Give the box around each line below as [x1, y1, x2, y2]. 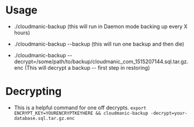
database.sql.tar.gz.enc [13, 115, 75, 121]
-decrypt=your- [151, 110, 188, 116]
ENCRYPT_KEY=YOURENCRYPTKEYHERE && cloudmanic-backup [13, 110, 148, 116]
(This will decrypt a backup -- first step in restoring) [25, 64, 150, 71]
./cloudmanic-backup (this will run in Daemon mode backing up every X [13, 23, 188, 30]
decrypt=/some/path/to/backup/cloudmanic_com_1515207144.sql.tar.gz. [13, 58, 189, 65]
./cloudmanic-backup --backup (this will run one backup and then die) [13, 40, 185, 47]
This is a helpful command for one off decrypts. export [13, 104, 147, 111]
